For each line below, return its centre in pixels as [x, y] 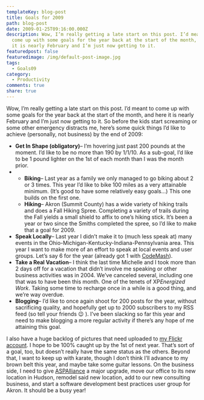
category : [19, 74]
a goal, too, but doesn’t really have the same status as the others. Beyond [98, 351]
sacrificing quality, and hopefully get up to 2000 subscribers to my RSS [104, 307]
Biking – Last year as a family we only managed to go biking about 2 [109, 178]
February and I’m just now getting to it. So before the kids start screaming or [102, 121]
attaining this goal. [38, 326]
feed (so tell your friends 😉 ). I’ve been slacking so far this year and [100, 314]
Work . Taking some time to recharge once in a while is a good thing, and [105, 288]
